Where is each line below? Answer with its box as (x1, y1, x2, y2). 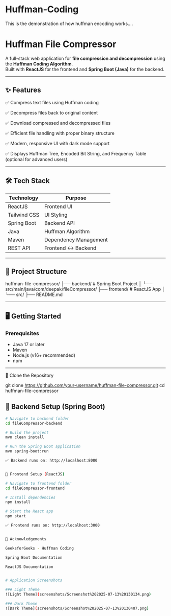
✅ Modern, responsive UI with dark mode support (5, 140, 110, 146)
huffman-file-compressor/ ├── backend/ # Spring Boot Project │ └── (5, 281, 153, 287)
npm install (5, 499, 31, 505)
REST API (8, 244, 31, 252)
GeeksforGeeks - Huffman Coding (5, 545, 74, 551)
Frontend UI (44, 203, 73, 210)
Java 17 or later (12, 341, 45, 347)
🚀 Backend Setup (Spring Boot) (5, 402, 105, 411)
